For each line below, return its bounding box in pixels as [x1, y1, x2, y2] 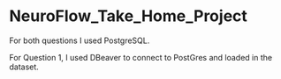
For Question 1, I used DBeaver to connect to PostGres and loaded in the [9, 52, 272, 62]
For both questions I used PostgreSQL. [9, 35, 150, 46]
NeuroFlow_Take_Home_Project [9, 6, 247, 26]
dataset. [9, 61, 40, 72]
